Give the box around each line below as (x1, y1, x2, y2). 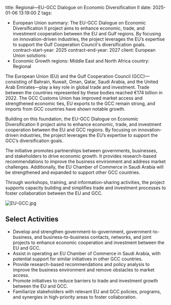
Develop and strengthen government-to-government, (12, 228, 125, 235)
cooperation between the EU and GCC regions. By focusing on (5, 127, 137, 133)
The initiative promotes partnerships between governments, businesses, (5, 148, 158, 153)
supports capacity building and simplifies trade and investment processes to (5, 185, 166, 191)
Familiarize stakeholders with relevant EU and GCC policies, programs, (12, 288, 162, 294)
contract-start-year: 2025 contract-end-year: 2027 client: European (12, 47, 156, 53)
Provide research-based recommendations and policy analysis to (12, 261, 150, 267)
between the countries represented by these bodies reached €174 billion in (5, 90, 163, 95)
